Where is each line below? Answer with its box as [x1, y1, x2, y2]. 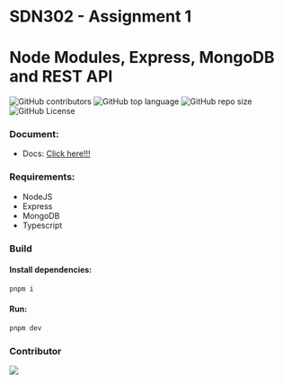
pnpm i [9, 284, 34, 293]
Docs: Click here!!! [22, 148, 92, 159]
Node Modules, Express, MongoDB [9, 48, 275, 68]
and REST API [9, 66, 113, 87]
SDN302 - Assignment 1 [9, 6, 192, 27]
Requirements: [9, 170, 75, 183]
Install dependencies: [9, 265, 93, 275]
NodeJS [22, 191, 53, 202]
